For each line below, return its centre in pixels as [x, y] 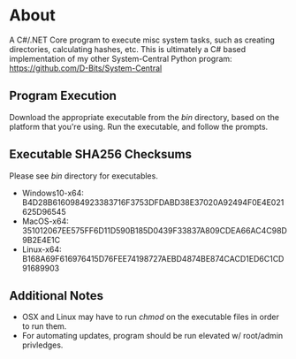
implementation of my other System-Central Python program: [121, 58]
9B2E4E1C [41, 240]
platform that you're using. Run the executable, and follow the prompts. [139, 126]
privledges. [42, 345]
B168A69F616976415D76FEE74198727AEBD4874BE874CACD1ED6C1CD [153, 258]
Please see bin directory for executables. [84, 176]
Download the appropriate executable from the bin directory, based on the [144, 117]
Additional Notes [57, 296]
